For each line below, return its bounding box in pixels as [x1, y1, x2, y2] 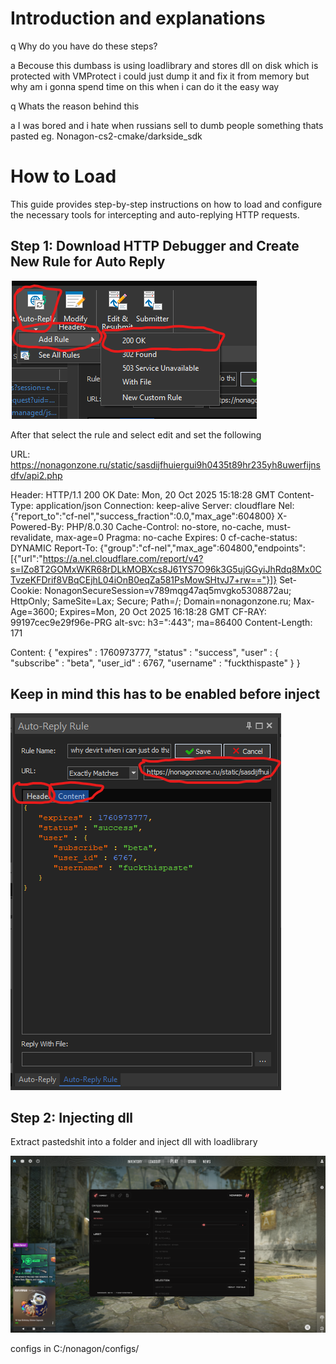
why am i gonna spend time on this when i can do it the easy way [10, 80, 280, 92]
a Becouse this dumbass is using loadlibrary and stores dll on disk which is [10, 59, 319, 71]
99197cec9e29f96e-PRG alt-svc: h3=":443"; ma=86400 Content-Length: [10, 616, 313, 628]
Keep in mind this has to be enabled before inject [10, 686, 321, 703]
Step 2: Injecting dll [10, 1109, 134, 1126]
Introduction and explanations [10, 7, 266, 30]
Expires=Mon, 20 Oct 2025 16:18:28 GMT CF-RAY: [59, 605, 267, 617]
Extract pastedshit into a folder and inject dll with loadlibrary [10, 1136, 258, 1148]
